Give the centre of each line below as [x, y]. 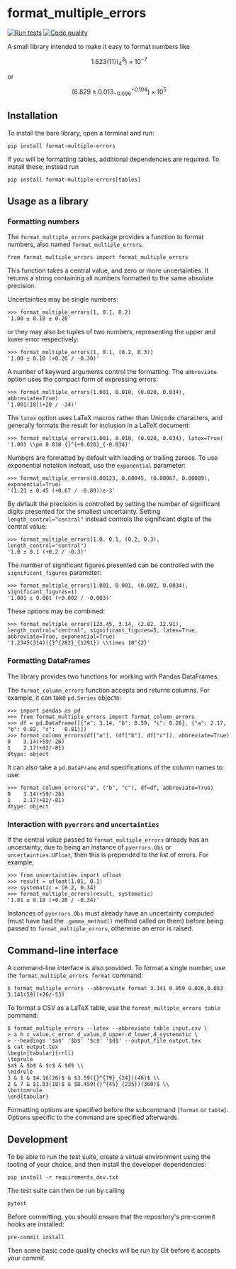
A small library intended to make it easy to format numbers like [99, 46]
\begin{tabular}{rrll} [41, 1053]
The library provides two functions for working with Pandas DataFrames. [113, 676]
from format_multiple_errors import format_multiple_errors [98, 258]
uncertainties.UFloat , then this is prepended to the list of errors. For [108, 855]
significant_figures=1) [43, 592]
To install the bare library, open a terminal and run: [81, 133]
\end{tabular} [28, 1097]
